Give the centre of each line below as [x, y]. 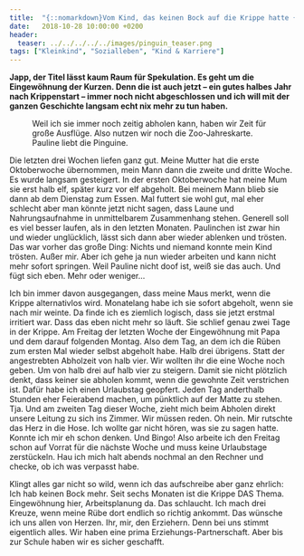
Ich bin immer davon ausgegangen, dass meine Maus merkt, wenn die [140, 293]
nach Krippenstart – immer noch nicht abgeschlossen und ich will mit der [149, 97]
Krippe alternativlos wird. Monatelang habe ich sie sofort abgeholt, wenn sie [152, 303]
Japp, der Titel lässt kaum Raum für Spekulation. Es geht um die [132, 77]
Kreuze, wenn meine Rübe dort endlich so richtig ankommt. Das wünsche [146, 513]
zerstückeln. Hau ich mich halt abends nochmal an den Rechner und [137, 457]
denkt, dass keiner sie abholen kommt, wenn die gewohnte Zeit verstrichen [149, 380]
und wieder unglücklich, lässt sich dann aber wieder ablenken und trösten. [148, 237]
